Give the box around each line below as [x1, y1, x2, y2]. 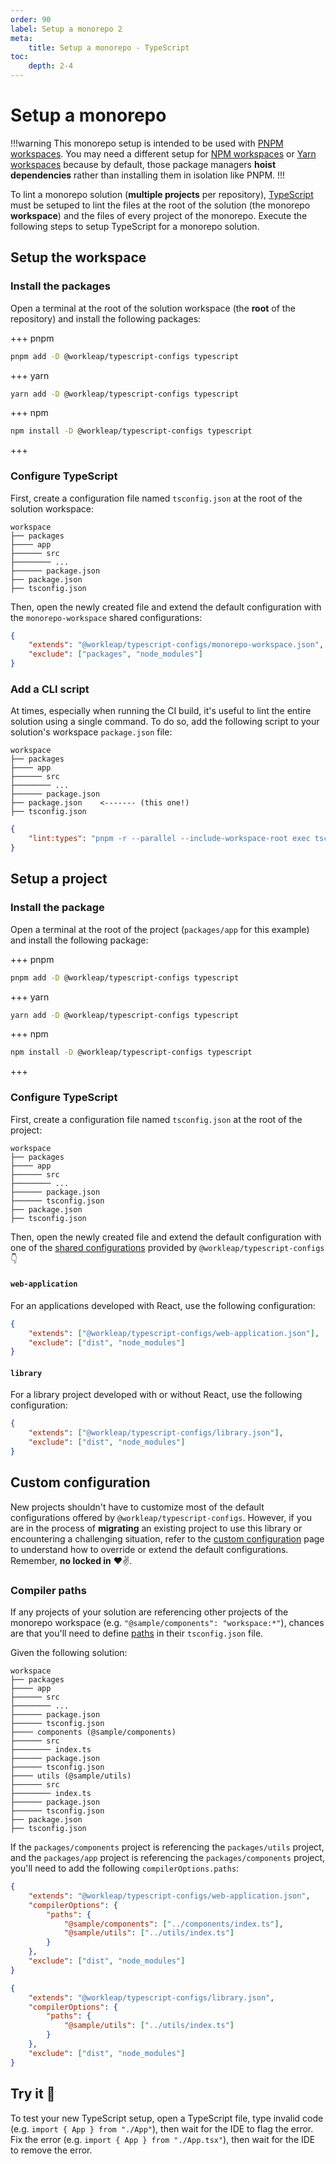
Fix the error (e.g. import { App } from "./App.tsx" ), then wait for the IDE [10, 2133, 316, 2145]
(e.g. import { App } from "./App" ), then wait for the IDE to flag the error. [10, 2122, 314, 2135]
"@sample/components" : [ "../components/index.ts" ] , [63, 1919, 284, 1929]
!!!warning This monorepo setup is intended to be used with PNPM [10, 137, 284, 149]
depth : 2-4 [28, 61, 74, 71]
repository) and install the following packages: [10, 312, 202, 325]
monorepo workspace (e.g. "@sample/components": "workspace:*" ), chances [10, 1617, 325, 1629]
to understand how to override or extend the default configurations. [10, 1543, 289, 1555]
